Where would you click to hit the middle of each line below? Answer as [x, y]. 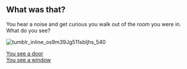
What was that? [36, 10]
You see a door [25, 54]
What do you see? [28, 30]
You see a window [29, 59]
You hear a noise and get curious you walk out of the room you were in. [94, 24]
